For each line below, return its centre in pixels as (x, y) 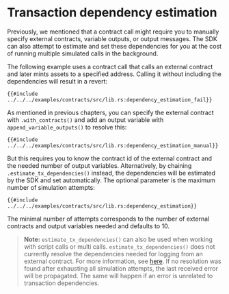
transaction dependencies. (62, 283)
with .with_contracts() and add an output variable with (85, 120)
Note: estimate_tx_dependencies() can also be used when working (118, 239)
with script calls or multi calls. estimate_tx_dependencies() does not (119, 246)
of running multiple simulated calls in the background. (83, 53)
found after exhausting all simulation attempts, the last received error (121, 268)
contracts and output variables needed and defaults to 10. (88, 226)
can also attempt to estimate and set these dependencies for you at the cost (114, 46)
